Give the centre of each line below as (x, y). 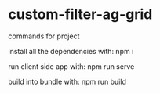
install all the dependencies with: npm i (71, 51)
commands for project (44, 36)
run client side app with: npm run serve (71, 66)
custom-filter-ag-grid (80, 14)
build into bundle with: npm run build (67, 81)
